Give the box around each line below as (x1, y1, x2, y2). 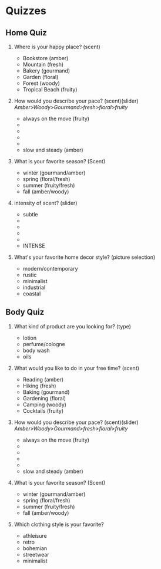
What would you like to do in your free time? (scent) (14, 364, 139, 371)
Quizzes (5, 4, 46, 18)
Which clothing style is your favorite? (14, 521, 104, 528)
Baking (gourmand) (22, 388, 70, 396)
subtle (22, 211, 38, 218)
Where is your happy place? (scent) (14, 43, 100, 50)
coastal (22, 290, 41, 297)
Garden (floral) (22, 74, 59, 80)
